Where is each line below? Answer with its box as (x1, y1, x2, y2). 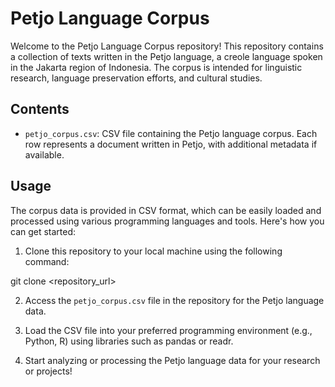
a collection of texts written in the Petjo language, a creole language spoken (10, 50, 323, 62)
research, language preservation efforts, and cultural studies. (10, 72, 263, 84)
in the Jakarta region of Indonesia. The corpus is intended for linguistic (10, 61, 303, 73)
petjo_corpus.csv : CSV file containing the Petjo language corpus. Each (24, 127, 318, 139)
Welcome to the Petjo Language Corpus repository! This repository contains (10, 40, 324, 52)
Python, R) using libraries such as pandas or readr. (24, 335, 234, 347)
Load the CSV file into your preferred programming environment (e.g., (24, 324, 313, 336)
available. (24, 148, 65, 161)
